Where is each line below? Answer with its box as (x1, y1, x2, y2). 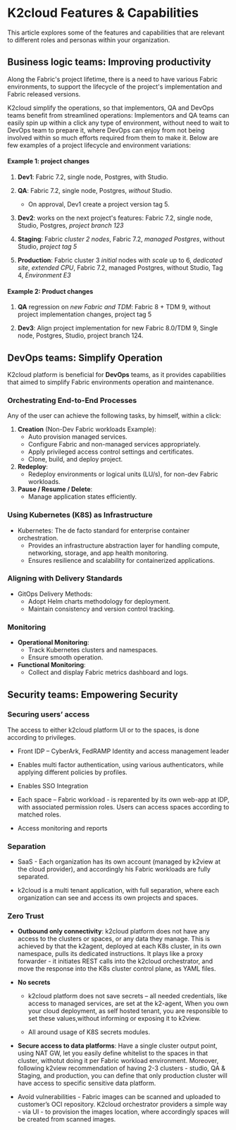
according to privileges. (7, 733, 76, 741)
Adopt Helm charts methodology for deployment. (27, 597, 171, 605)
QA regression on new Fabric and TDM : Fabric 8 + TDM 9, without (17, 303, 211, 311)
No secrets (17, 978, 51, 987)
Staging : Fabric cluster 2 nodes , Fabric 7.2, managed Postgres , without (17, 235, 225, 243)
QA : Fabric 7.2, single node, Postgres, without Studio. (17, 186, 173, 194)
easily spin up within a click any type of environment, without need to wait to (7, 118, 230, 127)
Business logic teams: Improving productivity (7, 56, 211, 68)
